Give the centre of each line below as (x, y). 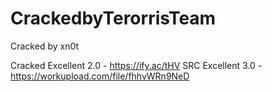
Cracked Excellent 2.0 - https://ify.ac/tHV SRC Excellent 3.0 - (136, 65)
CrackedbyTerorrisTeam (113, 18)
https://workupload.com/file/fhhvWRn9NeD (100, 76)
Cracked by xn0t (45, 46)
